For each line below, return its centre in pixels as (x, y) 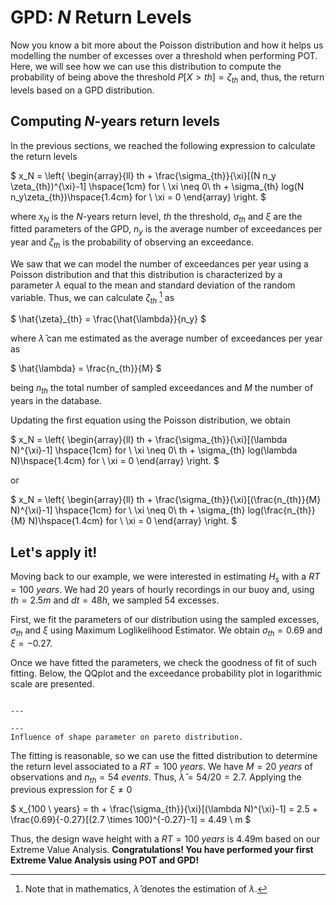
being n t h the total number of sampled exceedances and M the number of (162, 389)
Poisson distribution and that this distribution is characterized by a (146, 274)
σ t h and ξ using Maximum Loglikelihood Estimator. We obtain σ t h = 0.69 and (166, 631)
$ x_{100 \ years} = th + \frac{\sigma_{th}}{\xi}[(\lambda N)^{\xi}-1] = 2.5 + (164, 809)
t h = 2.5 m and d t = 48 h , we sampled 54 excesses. (115, 600)
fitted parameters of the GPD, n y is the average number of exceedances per (166, 230)
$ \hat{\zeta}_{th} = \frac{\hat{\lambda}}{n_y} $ (108, 319)
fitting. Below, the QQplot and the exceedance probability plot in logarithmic (166, 673)
